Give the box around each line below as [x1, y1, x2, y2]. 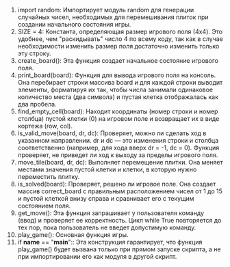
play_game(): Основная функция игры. [17, 231, 129, 238]
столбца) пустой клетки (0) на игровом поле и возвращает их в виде [17, 115, 220, 122]
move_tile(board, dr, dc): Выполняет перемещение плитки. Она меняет [17, 158, 223, 166]
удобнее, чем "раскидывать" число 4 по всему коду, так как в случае [17, 35, 223, 43]
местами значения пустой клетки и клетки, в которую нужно [17, 165, 197, 173]
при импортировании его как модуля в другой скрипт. [17, 253, 177, 260]
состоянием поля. [17, 201, 71, 210]
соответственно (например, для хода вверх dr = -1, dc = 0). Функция [17, 143, 220, 152]
